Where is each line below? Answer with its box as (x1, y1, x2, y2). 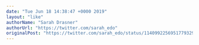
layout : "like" (6, 14, 44, 20)
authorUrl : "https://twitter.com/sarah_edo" (6, 25, 118, 31)
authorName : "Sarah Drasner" (6, 19, 78, 25)
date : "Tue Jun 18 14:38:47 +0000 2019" (6, 8, 108, 15)
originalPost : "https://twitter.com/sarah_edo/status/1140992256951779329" (6, 30, 197, 36)
